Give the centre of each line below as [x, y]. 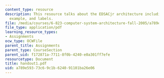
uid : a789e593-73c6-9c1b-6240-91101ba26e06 [50, 68]
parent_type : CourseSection [34, 50]
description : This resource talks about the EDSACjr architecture [74, 14]
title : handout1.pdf [26, 63]
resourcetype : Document [29, 59]
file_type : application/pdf [34, 28]
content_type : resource [29, 9]
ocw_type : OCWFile [24, 41]
